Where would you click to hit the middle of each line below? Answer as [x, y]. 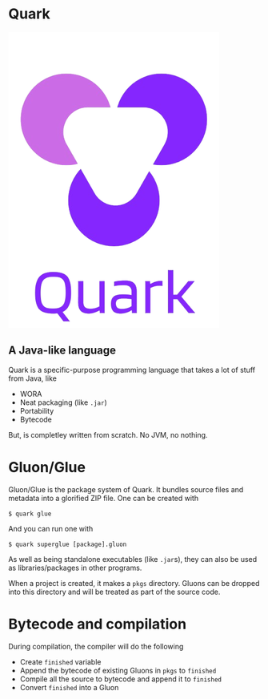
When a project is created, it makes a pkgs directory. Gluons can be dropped [134, 583]
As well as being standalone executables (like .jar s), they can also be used [133, 559]
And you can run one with [51, 528]
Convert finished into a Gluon [69, 687]
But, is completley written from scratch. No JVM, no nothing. [108, 434]
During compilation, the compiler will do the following [96, 646]
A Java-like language [62, 351]
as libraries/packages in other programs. [75, 568]
